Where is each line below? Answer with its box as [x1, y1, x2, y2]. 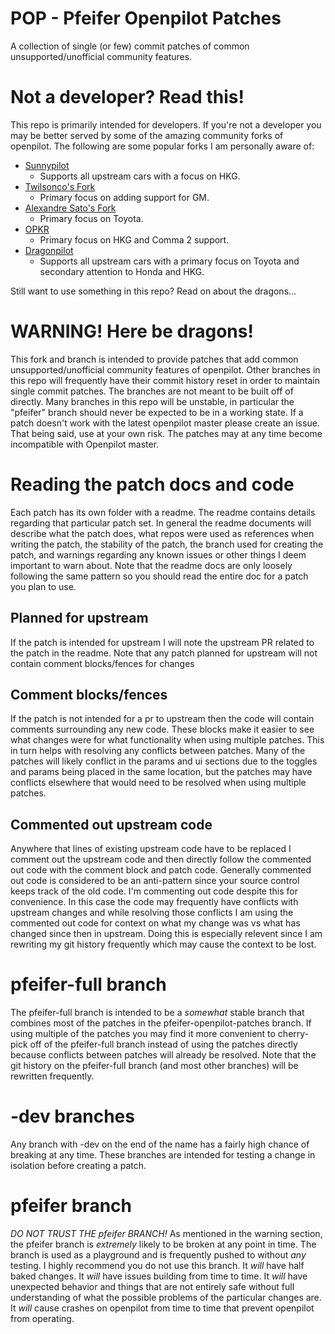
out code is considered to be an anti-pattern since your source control [10, 875, 300, 887]
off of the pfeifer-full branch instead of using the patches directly [29, 1038, 298, 1051]
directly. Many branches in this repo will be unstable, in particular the [10, 395, 295, 407]
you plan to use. [10, 580, 77, 592]
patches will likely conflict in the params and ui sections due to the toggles [10, 755, 318, 767]
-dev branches [10, 1105, 135, 1128]
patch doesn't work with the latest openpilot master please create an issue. [10, 417, 320, 429]
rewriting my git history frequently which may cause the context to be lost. [10, 938, 317, 951]
